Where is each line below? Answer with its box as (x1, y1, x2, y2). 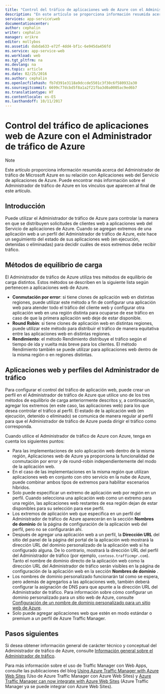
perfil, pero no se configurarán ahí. (12, 526, 83, 532)
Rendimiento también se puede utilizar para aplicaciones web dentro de (12, 346, 158, 352)
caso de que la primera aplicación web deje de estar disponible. (12, 315, 142, 321)
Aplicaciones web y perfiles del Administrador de (5, 366, 160, 375)
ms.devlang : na (5, 62, 36, 67)
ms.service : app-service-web (5, 48, 65, 53)
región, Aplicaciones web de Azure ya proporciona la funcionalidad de (12, 453, 155, 459)
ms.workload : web (5, 53, 41, 58)
